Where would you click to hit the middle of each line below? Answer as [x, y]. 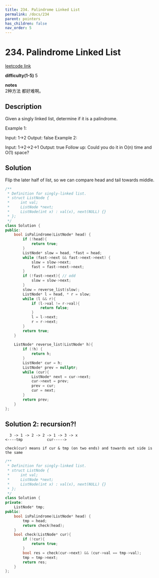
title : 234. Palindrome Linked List [42, 10]
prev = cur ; [43, 386]
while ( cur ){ [36, 372]
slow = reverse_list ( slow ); [51, 289]
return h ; [41, 354]
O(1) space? [17, 152]
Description [23, 107]
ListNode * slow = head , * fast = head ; [62, 253]
